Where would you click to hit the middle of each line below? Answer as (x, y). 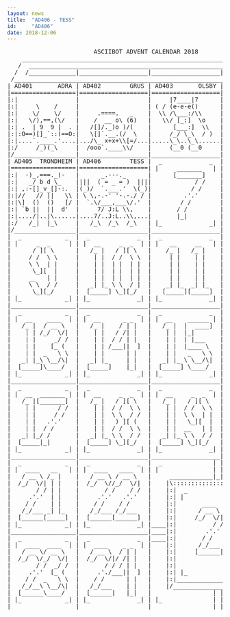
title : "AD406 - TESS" (41, 20)
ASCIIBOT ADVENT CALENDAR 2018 (146, 52)
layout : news (26, 13)
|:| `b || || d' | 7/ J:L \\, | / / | (115, 209)
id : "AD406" (30, 26)
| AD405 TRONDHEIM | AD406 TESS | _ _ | (115, 161)
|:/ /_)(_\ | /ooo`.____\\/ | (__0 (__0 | (115, 148)
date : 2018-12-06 (32, 33)
